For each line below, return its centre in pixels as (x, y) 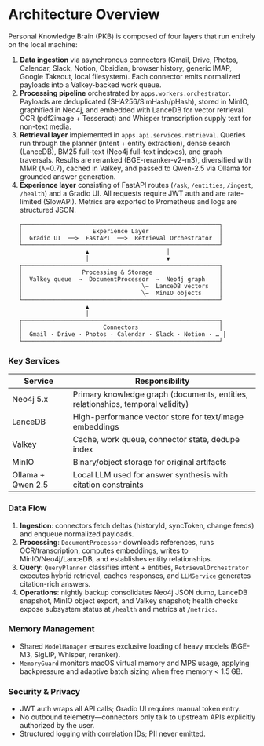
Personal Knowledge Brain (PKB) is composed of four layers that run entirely (132, 36)
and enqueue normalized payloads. (77, 534)
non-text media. (46, 126)
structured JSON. (48, 210)
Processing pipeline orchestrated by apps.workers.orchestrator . (125, 93)
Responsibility (162, 381)
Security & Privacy (44, 691)
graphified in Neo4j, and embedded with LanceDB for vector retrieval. (132, 110)
